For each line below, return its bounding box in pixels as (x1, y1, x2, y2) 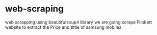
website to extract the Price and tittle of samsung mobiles (5, 24, 122, 30)
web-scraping (5, 3, 64, 14)
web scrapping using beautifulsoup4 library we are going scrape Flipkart (5, 19, 152, 25)
